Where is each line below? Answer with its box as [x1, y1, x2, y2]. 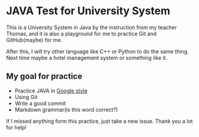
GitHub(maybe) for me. [6, 36, 63, 43]
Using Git [14, 93, 38, 100]
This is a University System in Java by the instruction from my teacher [6, 24, 177, 31]
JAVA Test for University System [6, 4, 171, 18]
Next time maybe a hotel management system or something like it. [6, 54, 168, 61]
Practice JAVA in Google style [14, 87, 88, 94]
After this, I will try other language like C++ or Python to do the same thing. [6, 47, 189, 55]
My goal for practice [6, 71, 83, 81]
